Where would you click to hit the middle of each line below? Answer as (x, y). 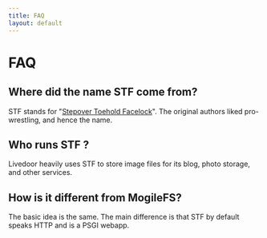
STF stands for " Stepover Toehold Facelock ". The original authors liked (125, 111)
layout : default (35, 23)
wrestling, (25, 120)
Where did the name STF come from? (103, 92)
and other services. (40, 173)
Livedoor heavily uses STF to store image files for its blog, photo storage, (129, 164)
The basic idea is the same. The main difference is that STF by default (124, 217)
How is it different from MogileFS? (95, 198)
